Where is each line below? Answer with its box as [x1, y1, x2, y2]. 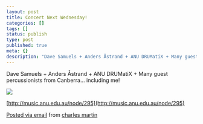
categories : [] [6, 20, 45, 26]
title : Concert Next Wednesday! [6, 14, 88, 20]
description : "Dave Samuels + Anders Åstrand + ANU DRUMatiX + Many [6, 54, 182, 60]
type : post [6, 37, 34, 43]
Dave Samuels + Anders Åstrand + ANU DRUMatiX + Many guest [6, 70, 168, 77]
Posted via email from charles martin [6, 111, 98, 118]
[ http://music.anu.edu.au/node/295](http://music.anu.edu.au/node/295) [6, 99, 185, 107]
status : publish [6, 31, 47, 37]
